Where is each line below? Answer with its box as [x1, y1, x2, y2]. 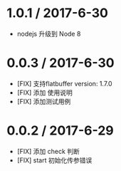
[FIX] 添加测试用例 [16, 97, 71, 105]
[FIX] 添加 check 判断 [16, 147, 80, 155]
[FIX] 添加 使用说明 [16, 88, 73, 97]
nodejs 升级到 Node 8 [16, 29, 81, 38]
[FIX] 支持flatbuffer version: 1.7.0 [16, 79, 112, 88]
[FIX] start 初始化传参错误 [16, 155, 93, 165]
